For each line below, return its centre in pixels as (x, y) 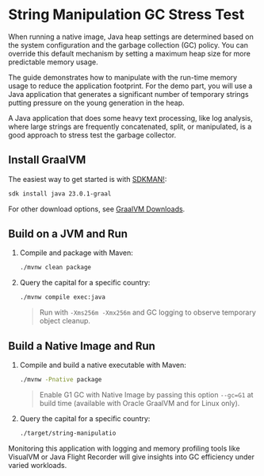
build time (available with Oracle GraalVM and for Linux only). (140, 403)
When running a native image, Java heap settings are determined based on (131, 37)
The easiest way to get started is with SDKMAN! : (88, 179)
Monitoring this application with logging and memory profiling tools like (124, 448)
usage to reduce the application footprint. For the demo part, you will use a (130, 86)
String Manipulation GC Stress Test (126, 15)
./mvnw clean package (55, 268)
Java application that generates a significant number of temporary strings (128, 94)
